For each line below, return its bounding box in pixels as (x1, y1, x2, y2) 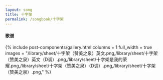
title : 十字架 (5, 12, 33, 17)
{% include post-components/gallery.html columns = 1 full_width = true (5, 44, 152, 50)
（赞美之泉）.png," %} (5, 68, 52, 75)
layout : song (5, 7, 33, 12)
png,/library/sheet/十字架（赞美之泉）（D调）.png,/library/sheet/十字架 (11, 62, 156, 68)
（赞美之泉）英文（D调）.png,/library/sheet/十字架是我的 (5, 56, 123, 62)
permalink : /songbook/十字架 (5, 16, 64, 21)
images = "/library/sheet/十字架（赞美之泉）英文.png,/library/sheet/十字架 (5, 50, 158, 56)
